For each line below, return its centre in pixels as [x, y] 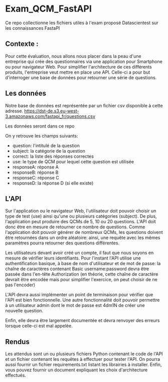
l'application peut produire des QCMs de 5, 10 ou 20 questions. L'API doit [81, 222]
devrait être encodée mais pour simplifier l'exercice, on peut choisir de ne [81, 280]
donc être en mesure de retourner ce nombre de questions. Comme [75, 227]
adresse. [14, 111]
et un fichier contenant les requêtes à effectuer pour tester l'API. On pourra [83, 359]
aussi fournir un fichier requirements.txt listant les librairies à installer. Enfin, [83, 365]
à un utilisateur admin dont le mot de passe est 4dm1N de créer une [75, 305]
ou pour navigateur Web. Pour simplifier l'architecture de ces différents [78, 67]
